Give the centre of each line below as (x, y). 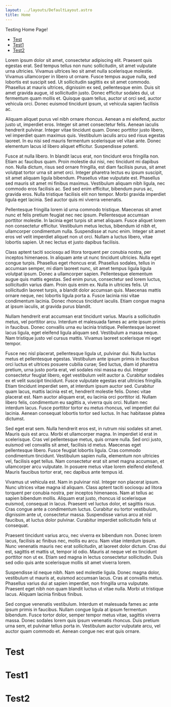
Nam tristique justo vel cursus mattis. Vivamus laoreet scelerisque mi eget (83, 338)
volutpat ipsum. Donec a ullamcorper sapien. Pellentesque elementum (79, 274)
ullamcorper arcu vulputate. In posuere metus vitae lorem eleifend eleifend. (84, 467)
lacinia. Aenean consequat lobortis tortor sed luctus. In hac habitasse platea (85, 413)
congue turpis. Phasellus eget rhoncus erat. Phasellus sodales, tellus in (80, 263)
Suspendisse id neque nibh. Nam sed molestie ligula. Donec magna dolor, (83, 572)
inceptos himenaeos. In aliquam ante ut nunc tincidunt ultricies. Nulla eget (83, 257)
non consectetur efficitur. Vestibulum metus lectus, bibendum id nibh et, (81, 226)
